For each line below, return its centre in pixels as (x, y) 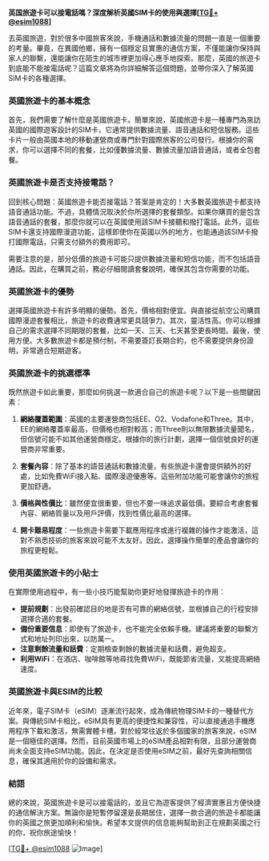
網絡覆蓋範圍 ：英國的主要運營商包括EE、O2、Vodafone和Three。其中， (139, 419)
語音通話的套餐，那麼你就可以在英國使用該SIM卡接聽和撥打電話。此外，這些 (134, 221)
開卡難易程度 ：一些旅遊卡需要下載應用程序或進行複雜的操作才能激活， (136, 530)
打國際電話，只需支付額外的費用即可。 (71, 241)
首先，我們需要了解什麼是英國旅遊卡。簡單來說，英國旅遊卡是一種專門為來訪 (134, 120)
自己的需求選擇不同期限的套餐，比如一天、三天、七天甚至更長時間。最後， (131, 330)
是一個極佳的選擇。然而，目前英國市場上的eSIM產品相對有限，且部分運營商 (132, 741)
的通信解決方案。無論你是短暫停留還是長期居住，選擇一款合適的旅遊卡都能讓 (134, 813)
